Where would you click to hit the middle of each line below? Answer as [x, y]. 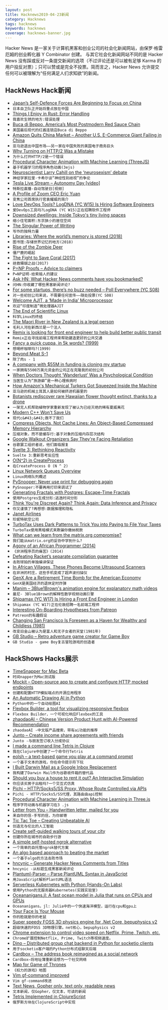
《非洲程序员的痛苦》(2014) [38, 551]
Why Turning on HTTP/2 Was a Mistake [53, 151]
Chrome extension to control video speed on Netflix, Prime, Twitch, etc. [86, 932]
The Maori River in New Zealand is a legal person [63, 321]
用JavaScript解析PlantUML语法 [42, 879]
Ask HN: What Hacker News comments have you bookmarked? [77, 279]
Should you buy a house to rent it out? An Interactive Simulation [78, 778]
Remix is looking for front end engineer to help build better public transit [87, 332]
